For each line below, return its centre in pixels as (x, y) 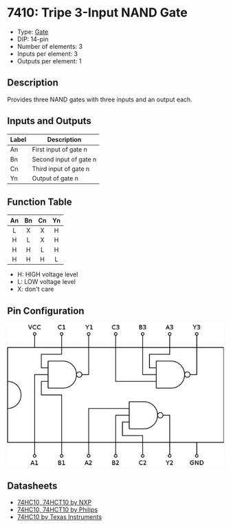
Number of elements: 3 (50, 46)
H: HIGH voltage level (47, 274)
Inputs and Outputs (49, 121)
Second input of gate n (64, 159)
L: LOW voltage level (46, 282)
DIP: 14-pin (33, 39)
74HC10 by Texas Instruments (59, 517)
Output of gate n (55, 179)
